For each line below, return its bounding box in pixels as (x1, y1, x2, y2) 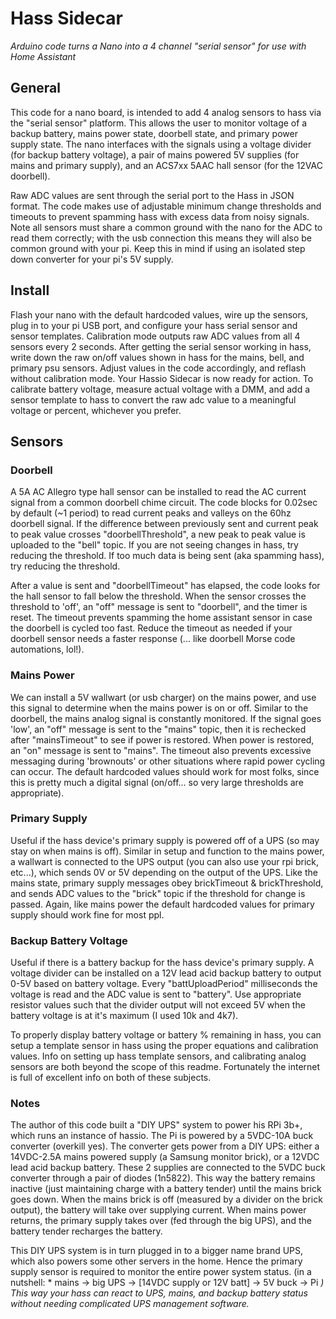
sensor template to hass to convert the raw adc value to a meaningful (10, 393, 297, 406)
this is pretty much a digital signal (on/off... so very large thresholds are (10, 776, 304, 788)
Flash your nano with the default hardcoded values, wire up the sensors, (10, 308, 309, 321)
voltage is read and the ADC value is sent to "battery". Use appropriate (10, 988, 302, 1001)
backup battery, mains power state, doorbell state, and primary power (10, 127, 298, 139)
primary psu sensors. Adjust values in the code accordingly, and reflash (10, 362, 307, 374)
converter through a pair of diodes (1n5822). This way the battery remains (10, 1172, 316, 1184)
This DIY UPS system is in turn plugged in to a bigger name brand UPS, (10, 1245, 304, 1257)
